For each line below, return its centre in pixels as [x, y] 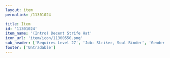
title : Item [18, 24]
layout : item [19, 10]
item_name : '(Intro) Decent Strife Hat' [49, 34]
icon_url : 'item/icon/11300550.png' [44, 38]
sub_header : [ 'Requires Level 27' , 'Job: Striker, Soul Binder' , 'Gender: [86, 43]
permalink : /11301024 [28, 15]
